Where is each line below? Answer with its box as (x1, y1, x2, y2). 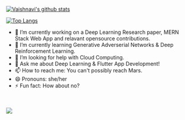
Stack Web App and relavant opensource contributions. (14, 35, 151, 42)
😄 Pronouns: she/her (14, 75, 67, 83)
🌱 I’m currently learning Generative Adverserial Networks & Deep (14, 42, 174, 48)
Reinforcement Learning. (14, 48, 76, 55)
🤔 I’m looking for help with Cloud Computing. (14, 54, 125, 61)
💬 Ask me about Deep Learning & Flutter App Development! (14, 60, 160, 67)
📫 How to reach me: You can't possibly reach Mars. (14, 67, 142, 74)
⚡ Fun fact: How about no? (14, 82, 80, 89)
